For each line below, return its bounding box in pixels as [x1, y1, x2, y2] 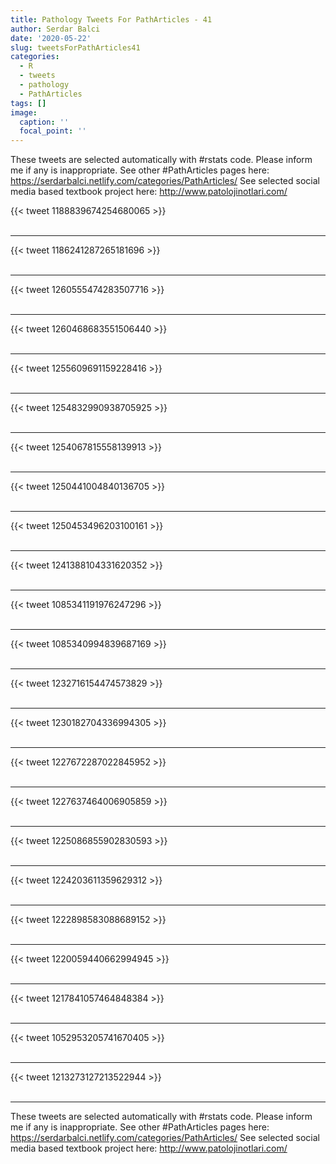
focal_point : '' [19, 126, 87, 136]
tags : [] [10, 98, 47, 108]
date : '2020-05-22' [10, 33, 92, 43]
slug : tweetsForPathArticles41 [10, 42, 141, 53]
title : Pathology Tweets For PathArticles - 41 [10, 14, 213, 25]
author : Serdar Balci [10, 24, 101, 34]
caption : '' [19, 117, 70, 127]
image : [10, 107, 38, 118]
